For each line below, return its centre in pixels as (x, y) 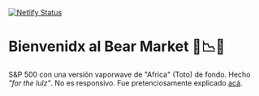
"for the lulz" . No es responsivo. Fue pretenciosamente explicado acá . (125, 83)
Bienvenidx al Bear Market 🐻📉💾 (117, 46)
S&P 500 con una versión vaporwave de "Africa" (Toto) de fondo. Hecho (129, 74)
